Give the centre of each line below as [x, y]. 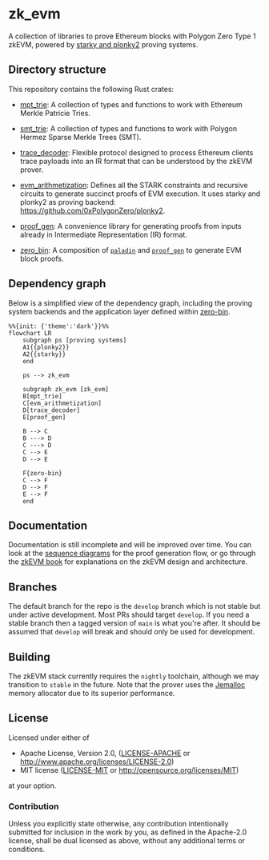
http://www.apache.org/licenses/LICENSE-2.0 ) [97, 762]
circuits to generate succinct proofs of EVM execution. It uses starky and [140, 194]
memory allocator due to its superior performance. [92, 693]
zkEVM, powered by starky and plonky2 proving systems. [103, 44]
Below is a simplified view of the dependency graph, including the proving [130, 303]
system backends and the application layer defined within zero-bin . [119, 311]
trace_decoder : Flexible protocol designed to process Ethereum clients [137, 152]
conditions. [27, 850]
